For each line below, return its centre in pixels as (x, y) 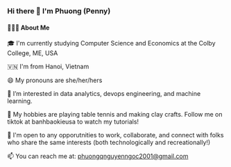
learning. (20, 101)
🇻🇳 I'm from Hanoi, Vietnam (48, 67)
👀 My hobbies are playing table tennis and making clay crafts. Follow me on (115, 115)
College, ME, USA (33, 53)
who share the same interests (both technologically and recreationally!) (109, 143)
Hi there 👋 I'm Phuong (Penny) (59, 11)
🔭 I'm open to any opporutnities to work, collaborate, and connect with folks (115, 135)
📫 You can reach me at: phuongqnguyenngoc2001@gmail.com (98, 156)
